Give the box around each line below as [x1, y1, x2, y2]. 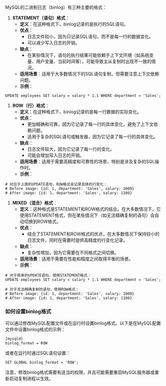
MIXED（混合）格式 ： [12, 200, 58, 205]
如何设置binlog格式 [5, 308, 51, 315]
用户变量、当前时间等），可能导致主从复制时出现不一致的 [36, 59, 152, 64]
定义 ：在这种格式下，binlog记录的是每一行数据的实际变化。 [19, 109, 142, 114]
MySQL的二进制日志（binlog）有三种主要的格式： [5, 4, 107, 10]
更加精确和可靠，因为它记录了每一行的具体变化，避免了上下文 [27, 121, 154, 127]
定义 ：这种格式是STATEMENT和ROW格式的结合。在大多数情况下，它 [19, 206, 161, 212]
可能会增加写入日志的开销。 [27, 152, 84, 158]
